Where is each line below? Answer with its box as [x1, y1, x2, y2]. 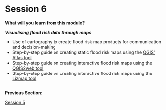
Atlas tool [12, 54, 32, 60]
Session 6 [5, 3, 47, 15]
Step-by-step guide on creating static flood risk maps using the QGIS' [12, 49, 155, 55]
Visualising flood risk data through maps [5, 29, 92, 35]
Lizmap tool [12, 75, 37, 81]
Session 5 [5, 100, 26, 106]
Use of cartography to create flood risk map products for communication [12, 38, 162, 45]
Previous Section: [5, 90, 43, 96]
